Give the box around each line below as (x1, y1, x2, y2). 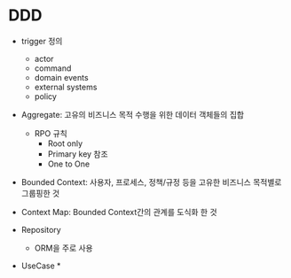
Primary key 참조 (47, 148, 108, 159)
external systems (34, 81, 98, 92)
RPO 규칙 (34, 127, 67, 138)
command (34, 63, 72, 73)
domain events (34, 72, 90, 82)
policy (34, 90, 57, 102)
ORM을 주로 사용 (34, 243, 94, 253)
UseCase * (20, 260, 61, 271)
